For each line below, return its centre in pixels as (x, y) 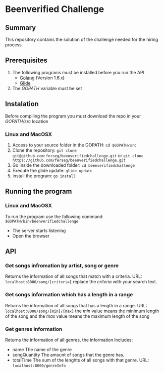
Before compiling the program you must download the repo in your (73, 116)
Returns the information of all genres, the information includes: (69, 340)
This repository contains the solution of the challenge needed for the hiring (82, 39)
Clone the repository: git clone (44, 150)
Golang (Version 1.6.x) (42, 78)
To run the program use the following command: (55, 216)
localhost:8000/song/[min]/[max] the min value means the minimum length (82, 311)
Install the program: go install (44, 176)
